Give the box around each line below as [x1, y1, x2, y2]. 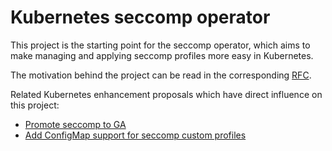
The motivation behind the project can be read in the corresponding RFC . [10, 69, 312, 81]
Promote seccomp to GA [24, 118, 127, 130]
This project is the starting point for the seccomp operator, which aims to [10, 39, 311, 51]
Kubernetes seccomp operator [10, 6, 271, 29]
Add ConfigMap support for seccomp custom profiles [24, 129, 247, 141]
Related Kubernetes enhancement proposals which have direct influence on [10, 88, 323, 100]
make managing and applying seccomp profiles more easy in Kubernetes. [10, 49, 314, 61]
